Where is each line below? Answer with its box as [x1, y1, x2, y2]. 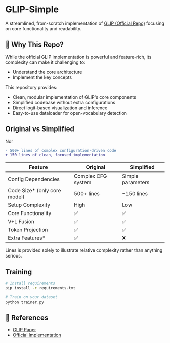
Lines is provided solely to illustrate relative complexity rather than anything [5, 247, 163, 253]
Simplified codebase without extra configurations [12, 99, 115, 105]
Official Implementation [12, 332, 62, 338]
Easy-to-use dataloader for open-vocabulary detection [12, 110, 127, 116]
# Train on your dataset [5, 294, 58, 299]
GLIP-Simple [5, 4, 59, 15]
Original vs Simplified [5, 125, 74, 134]
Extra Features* [8, 234, 46, 241]
